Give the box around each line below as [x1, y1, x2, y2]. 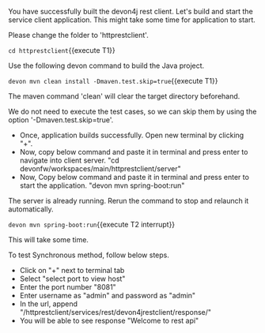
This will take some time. [8, 235, 89, 244]
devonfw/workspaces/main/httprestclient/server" [19, 164, 182, 173]
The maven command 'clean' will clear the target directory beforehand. [8, 92, 240, 101]
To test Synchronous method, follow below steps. [8, 250, 170, 260]
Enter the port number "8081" [19, 282, 116, 291]
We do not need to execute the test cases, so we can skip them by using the [8, 107, 257, 116]
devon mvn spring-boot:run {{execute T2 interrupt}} [8, 220, 176, 229]
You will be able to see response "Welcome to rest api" [19, 316, 199, 325]
